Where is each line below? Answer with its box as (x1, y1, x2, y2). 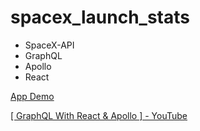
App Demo (10, 90, 55, 102)
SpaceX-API (24, 39, 75, 51)
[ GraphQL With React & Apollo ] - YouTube (10, 109, 188, 121)
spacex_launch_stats (10, 6, 190, 29)
